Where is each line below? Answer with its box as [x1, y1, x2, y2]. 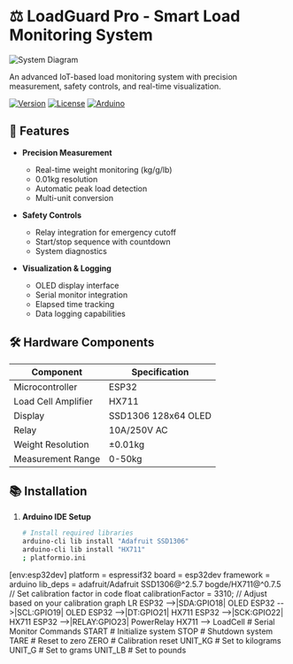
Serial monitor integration [35, 290, 128, 300]
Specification [131, 366, 189, 378]
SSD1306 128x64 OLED [109, 409, 212, 421]
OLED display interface [35, 280, 120, 290]
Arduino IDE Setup [21, 512, 91, 522]
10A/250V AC [109, 423, 168, 436]
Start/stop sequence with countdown [35, 236, 171, 247]
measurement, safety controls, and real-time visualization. [9, 81, 221, 91]
